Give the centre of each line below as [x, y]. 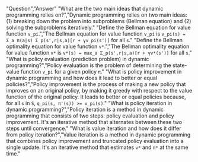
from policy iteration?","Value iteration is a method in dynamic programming [98, 135]
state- [180, 65]
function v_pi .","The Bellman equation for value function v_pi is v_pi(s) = [96, 34]
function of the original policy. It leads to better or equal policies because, [96, 97]
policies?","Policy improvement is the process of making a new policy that [96, 84]
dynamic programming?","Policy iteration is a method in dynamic [85, 109]
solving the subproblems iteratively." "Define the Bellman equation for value [98, 27]
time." [13, 153]
